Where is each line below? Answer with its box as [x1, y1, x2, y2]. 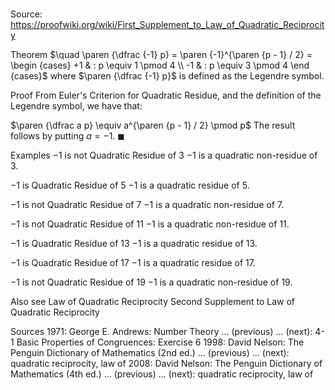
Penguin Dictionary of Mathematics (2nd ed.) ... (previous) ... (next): [10, 347, 290, 359]
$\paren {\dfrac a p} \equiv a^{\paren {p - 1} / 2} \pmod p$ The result [10, 119, 296, 132]
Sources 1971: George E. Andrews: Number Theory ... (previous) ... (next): [10, 326, 313, 338]
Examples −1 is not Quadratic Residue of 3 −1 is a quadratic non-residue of [10, 149, 318, 162]
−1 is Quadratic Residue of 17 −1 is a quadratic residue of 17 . [10, 257, 256, 269]
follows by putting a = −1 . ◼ [10, 130, 125, 142]
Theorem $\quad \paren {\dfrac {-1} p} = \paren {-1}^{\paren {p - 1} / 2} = [10, 49, 313, 61]
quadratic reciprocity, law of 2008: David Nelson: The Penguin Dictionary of [10, 358, 323, 370]
